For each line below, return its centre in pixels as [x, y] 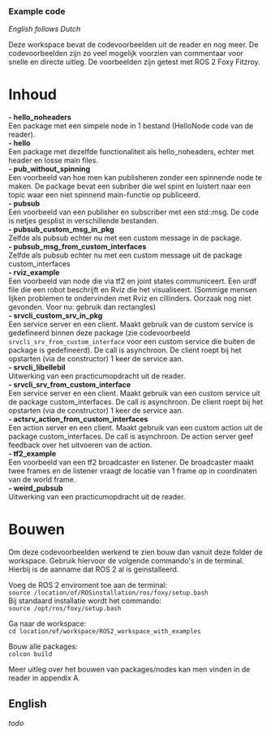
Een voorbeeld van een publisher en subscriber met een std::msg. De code [134, 212]
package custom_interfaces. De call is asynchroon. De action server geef [131, 437]
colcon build [30, 654]
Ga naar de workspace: [47, 624]
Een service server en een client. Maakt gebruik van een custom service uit [135, 393]
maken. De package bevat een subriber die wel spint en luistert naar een [130, 186]
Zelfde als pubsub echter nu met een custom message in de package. [125, 238]
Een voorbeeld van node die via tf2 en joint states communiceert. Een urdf [133, 281]
